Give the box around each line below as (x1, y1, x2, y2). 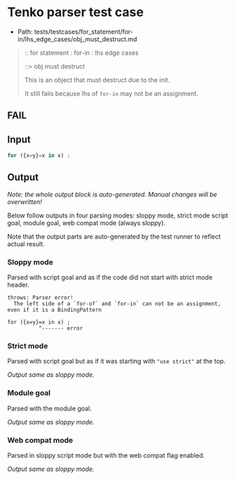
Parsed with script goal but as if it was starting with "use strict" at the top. (7, 357, 226, 366)
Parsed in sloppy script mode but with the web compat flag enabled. (7, 451, 205, 460)
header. (7, 281, 29, 289)
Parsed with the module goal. (7, 404, 93, 413)
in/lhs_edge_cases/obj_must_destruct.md (17, 34, 137, 43)
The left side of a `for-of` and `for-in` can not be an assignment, (13, 300, 221, 307)
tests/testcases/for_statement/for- (34, 27, 133, 36)
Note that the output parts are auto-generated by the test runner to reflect (7, 232, 221, 241)
